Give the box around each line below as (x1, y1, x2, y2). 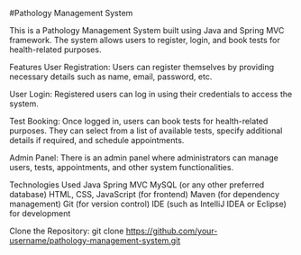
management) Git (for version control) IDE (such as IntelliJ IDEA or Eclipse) (9, 198, 287, 209)
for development (9, 208, 71, 219)
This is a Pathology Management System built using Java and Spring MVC (9, 25, 285, 35)
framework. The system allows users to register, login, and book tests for (9, 35, 281, 45)
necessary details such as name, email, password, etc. (9, 71, 213, 82)
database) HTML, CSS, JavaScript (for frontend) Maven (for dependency (9, 189, 280, 199)
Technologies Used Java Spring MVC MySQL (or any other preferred (9, 179, 265, 190)
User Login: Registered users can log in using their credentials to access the (9, 89, 293, 99)
